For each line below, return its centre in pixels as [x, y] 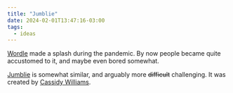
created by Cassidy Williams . [49, 82]
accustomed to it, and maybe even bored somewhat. [83, 61]
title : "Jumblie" [33, 14]
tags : [15, 27]
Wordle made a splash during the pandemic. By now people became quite [114, 54]
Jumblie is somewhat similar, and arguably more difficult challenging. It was [116, 75]
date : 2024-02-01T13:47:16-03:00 [56, 20]
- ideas [25, 33]
